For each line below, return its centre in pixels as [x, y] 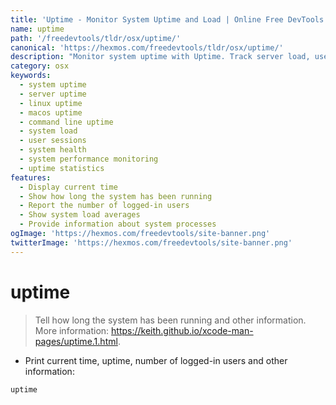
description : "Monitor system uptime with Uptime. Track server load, [160, 57]
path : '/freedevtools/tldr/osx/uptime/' [96, 38]
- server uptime [53, 94]
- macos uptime [51, 112]
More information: [72, 330]
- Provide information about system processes [118, 224]
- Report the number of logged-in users [104, 206]
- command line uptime [66, 122]
